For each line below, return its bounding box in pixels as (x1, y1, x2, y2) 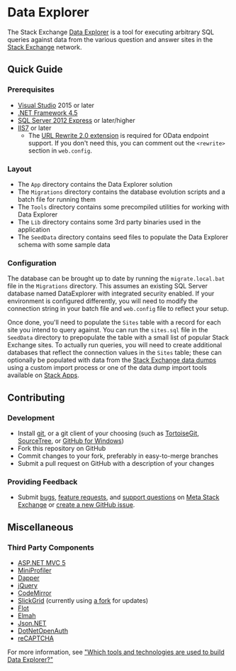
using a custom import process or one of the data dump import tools (7, 364, 207, 372)
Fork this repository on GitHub (17, 444, 106, 452)
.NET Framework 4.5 (17, 108, 78, 117)
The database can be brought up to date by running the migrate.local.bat (7, 274, 225, 283)
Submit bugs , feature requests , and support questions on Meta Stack (17, 493, 220, 501)
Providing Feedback (7, 476, 78, 486)
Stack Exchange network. (7, 43, 82, 51)
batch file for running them (17, 195, 96, 203)
